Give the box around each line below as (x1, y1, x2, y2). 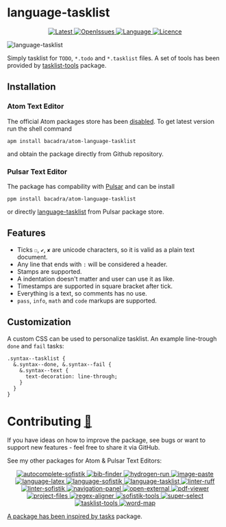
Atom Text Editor (7, 101, 64, 111)
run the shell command (7, 125, 72, 133)
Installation (7, 81, 56, 93)
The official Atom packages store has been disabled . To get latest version (7, 117, 214, 125)
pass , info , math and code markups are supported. (16, 296, 158, 305)
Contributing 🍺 (7, 413, 92, 429)
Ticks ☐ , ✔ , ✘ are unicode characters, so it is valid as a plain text (16, 245, 195, 254)
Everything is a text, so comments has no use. (16, 289, 147, 297)
